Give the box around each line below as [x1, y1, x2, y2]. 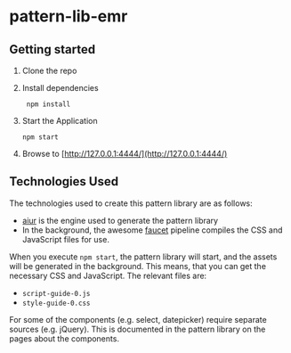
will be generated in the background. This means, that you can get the [9, 260, 267, 271]
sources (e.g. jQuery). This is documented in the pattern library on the [9, 324, 266, 334]
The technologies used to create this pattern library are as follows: [9, 198, 254, 209]
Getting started [9, 42, 96, 57]
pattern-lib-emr [9, 6, 128, 27]
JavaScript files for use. [21, 234, 109, 244]
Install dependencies [21, 83, 100, 93]
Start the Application [21, 116, 98, 126]
